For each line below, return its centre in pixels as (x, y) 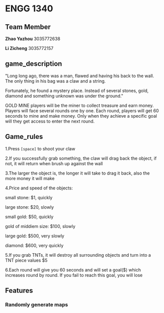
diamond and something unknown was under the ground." (64, 96)
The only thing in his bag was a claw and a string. (56, 81)
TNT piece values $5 (26, 260)
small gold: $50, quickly (29, 217)
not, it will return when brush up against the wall (54, 163)
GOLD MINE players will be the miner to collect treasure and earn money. (80, 105)
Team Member (28, 27)
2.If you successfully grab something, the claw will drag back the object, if (81, 158)
